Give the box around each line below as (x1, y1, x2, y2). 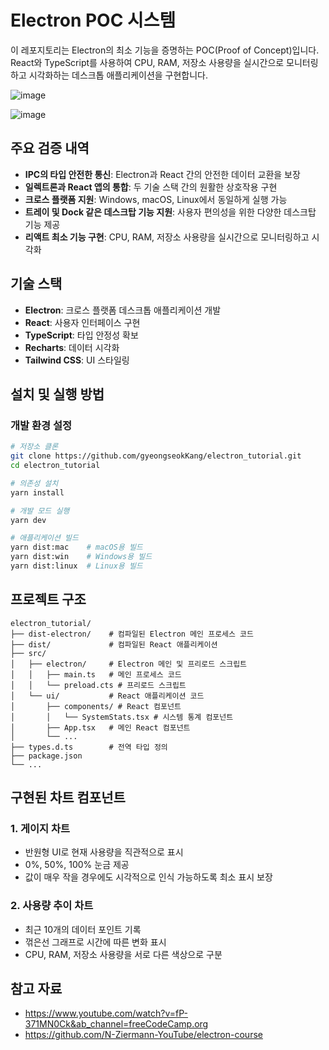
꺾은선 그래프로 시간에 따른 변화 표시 (24, 936, 167, 948)
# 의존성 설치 (10, 478, 59, 488)
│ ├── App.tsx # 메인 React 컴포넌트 (10, 722, 191, 733)
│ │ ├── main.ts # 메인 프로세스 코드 (10, 669, 182, 680)
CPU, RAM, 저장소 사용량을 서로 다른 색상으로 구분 (24, 948, 223, 960)
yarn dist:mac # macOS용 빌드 (10, 542, 143, 553)
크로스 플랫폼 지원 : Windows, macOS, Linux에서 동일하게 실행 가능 (24, 193, 288, 205)
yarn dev (10, 515, 47, 525)
